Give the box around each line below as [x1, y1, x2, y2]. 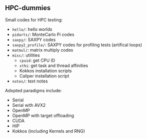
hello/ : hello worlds [12, 26, 53, 32]
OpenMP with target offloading [12, 112, 74, 119]
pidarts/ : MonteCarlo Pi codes [12, 31, 74, 37]
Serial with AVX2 [12, 102, 46, 108]
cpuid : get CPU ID [19, 57, 55, 63]
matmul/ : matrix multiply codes [12, 47, 73, 53]
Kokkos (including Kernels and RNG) [12, 128, 85, 134]
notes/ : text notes [12, 78, 48, 84]
